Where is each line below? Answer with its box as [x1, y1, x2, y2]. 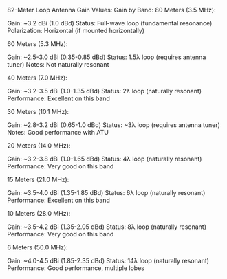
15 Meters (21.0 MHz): [7, 175, 69, 183]
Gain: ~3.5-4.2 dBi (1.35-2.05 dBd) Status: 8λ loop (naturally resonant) [7, 223, 207, 231]
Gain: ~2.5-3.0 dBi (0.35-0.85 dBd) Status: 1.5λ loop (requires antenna [7, 53, 206, 61]
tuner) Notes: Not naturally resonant [7, 60, 109, 68]
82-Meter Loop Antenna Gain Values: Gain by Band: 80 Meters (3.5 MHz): [7, 6, 216, 14]
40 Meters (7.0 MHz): [7, 74, 67, 82]
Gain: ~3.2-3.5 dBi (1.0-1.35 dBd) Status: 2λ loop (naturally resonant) [7, 87, 202, 95]
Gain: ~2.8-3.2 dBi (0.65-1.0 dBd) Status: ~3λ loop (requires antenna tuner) [7, 121, 220, 129]
